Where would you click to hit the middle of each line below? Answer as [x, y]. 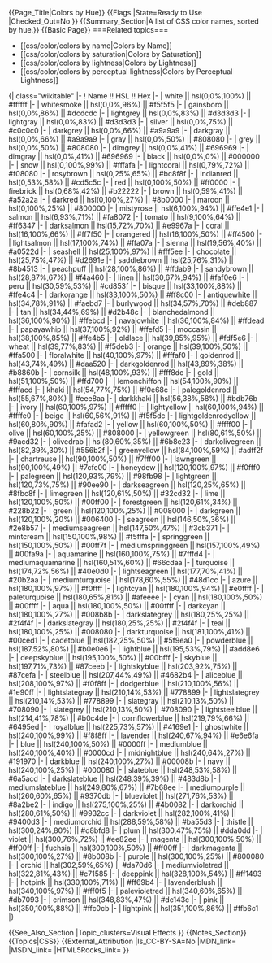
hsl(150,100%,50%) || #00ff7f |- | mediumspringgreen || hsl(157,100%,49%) [134, 545]
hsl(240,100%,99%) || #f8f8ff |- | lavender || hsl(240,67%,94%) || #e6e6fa [134, 735]
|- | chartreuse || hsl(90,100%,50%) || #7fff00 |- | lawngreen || [112, 459]
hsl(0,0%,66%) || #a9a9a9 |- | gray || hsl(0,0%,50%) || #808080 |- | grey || [135, 139]
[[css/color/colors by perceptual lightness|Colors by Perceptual [126, 72]
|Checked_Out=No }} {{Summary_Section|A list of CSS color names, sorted [134, 21]
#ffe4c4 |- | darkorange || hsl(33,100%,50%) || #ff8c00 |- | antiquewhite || [133, 294]
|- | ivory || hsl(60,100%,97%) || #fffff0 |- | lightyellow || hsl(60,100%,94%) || [136, 407]
